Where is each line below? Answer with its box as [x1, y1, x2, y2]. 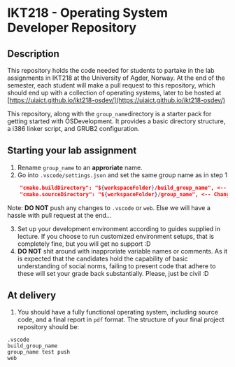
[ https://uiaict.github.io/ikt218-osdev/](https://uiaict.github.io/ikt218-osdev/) [7, 96, 226, 104]
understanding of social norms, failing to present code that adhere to [17, 261, 216, 270]
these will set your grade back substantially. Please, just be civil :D [17, 269, 209, 277]
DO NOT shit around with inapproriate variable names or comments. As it [17, 247, 228, 255]
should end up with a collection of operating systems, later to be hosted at [7, 89, 222, 97]
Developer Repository [7, 20, 137, 36]
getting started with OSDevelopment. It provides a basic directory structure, [7, 117, 226, 125]
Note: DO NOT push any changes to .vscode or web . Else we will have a [7, 203, 211, 212]
